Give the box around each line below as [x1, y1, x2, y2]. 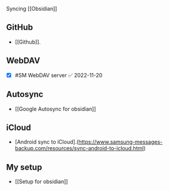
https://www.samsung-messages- [78, 138, 163, 145]
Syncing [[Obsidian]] [6, 5, 57, 12]
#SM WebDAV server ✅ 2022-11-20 [14, 71, 103, 78]
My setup [6, 162, 42, 172]
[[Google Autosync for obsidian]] [14, 105, 96, 113]
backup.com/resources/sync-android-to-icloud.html [14, 145, 144, 152]
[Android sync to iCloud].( [14, 138, 79, 145]
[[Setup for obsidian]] [14, 178, 68, 185]
